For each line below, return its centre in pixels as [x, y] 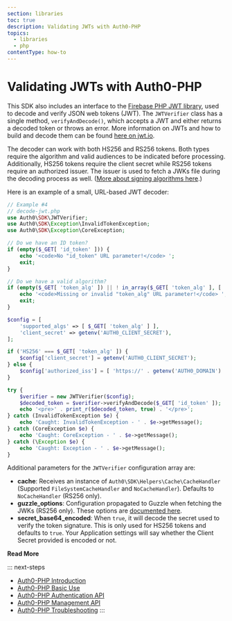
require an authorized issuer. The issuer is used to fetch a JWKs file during [114, 171]
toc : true [21, 20]
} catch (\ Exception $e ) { [46, 442]
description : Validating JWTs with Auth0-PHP [74, 26]
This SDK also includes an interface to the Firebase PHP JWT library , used [113, 106]
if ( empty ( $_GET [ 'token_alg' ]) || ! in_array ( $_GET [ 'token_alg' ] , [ [114, 288]
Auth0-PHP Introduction [52, 581]
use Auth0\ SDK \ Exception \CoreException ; [66, 231]
